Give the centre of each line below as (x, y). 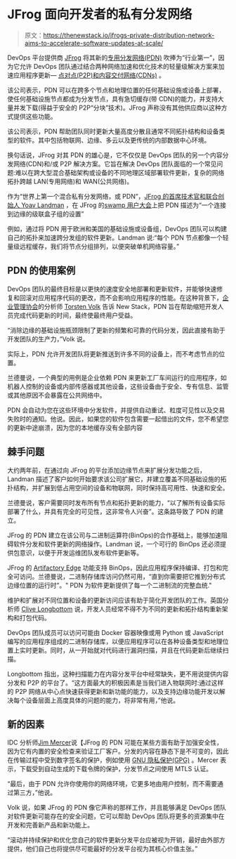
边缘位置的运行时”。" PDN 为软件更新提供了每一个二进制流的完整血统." (110, 585)
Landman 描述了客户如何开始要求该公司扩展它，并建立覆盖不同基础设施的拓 (117, 479)
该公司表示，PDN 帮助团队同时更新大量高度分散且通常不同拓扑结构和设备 (113, 131)
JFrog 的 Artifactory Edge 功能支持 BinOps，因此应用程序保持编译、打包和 (115, 568)
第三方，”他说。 (35, 793)
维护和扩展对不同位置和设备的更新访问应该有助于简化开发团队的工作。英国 (115, 600)
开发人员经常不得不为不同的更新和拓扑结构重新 (155, 609)
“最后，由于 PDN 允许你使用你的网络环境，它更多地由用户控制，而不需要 (112, 784)
